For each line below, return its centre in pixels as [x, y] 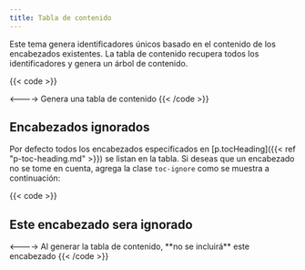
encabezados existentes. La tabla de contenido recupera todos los [134, 53]
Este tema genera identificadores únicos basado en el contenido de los [142, 44]
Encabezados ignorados [80, 127]
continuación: [35, 178]
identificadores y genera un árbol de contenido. [99, 63]
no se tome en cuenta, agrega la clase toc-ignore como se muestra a [140, 169]
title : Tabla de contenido [61, 18]
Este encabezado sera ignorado [101, 224]
